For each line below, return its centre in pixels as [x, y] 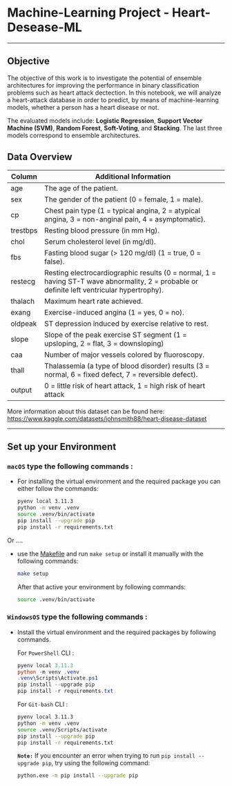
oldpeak [24, 324]
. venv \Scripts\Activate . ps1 [57, 678]
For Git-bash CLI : [42, 705]
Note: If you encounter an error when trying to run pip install [106, 756]
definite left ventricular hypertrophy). [104, 290]
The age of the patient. [81, 188]
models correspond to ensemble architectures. [74, 135]
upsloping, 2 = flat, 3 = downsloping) [104, 343]
